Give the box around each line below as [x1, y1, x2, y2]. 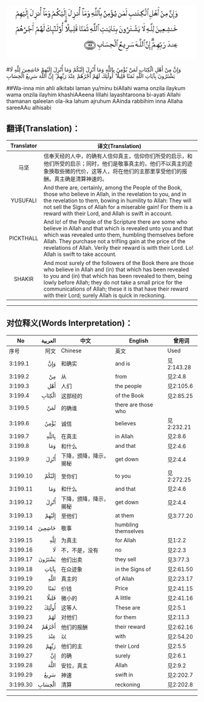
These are [115, 604, 141, 611]
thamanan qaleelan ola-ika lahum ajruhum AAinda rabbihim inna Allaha [6, 97, 183, 105]
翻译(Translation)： [6, 123, 81, 133]
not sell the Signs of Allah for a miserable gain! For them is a [43, 204, 193, 211]
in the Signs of [115, 565, 151, 573]
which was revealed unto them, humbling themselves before [43, 231, 194, 239]
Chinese [61, 347, 82, 355]
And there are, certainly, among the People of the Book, [43, 184, 182, 191]
